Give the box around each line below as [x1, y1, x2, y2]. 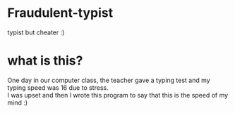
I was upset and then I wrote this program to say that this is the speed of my [7, 91, 229, 99]
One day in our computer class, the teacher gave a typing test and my [7, 76, 210, 84]
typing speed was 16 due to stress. [7, 83, 109, 92]
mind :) [7, 98, 28, 107]
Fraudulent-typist [7, 5, 114, 21]
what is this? [7, 53, 83, 69]
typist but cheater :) [7, 28, 65, 36]
